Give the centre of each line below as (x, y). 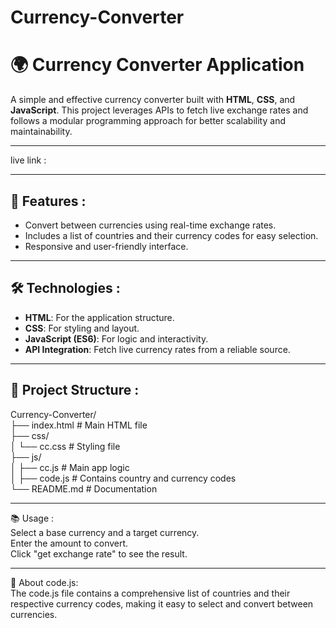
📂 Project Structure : (75, 390)
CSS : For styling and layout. (82, 328)
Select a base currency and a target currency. (105, 532)
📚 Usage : (32, 518)
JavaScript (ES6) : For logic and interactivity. (116, 338)
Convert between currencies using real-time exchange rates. (150, 225)
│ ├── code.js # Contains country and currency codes (123, 478)
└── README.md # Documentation (84, 488)
